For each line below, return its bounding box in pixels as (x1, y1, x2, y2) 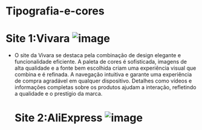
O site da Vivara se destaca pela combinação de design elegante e (14, 52, 181, 59)
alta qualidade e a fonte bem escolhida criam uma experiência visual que (14, 64, 197, 72)
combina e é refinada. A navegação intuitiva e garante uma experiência (14, 71, 192, 78)
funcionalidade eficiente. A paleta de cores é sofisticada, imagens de (14, 58, 187, 66)
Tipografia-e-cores (5, 4, 105, 18)
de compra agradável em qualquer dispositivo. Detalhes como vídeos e (14, 77, 192, 85)
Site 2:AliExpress (14, 111, 103, 125)
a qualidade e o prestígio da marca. (14, 90, 103, 97)
